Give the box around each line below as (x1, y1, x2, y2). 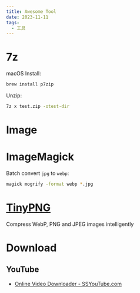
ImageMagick (6, 150, 75, 164)
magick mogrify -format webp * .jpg (6, 181, 94, 187)
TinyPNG (6, 201, 51, 215)
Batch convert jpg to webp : (6, 170, 69, 177)
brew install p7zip (6, 81, 54, 87)
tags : (6, 19, 19, 25)
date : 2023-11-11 (6, 14, 49, 20)
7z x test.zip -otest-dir (6, 104, 69, 110)
